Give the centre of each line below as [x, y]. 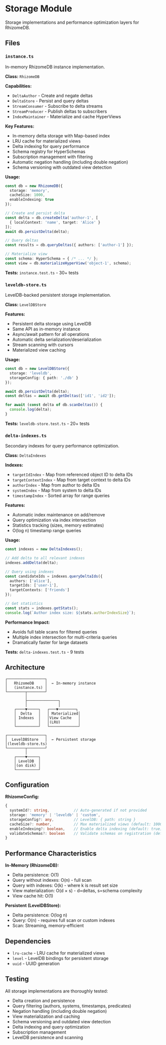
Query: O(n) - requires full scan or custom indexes [63, 920]
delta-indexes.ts [26, 435]
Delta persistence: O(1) [36, 875]
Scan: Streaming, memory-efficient [48, 926]
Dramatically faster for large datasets [50, 642]
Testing [17, 979]
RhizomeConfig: [22, 797]
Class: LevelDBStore [26, 305]
